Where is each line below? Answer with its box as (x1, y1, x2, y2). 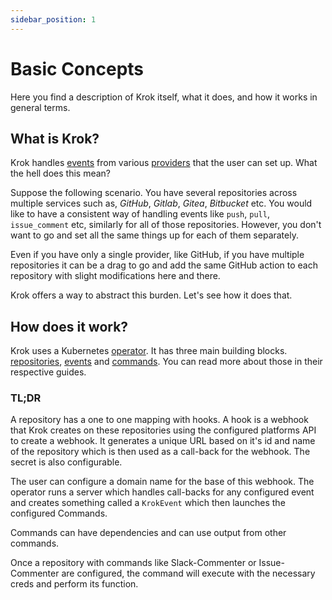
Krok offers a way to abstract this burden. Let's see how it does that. (10, 289, 293, 301)
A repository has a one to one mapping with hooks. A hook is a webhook (10, 414, 309, 426)
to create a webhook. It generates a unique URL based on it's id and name (10, 435, 316, 447)
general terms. (10, 101, 71, 113)
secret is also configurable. (10, 456, 123, 468)
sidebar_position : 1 (10, 14, 97, 25)
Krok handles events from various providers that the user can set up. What (10, 157, 318, 169)
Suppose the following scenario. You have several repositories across (10, 187, 298, 199)
